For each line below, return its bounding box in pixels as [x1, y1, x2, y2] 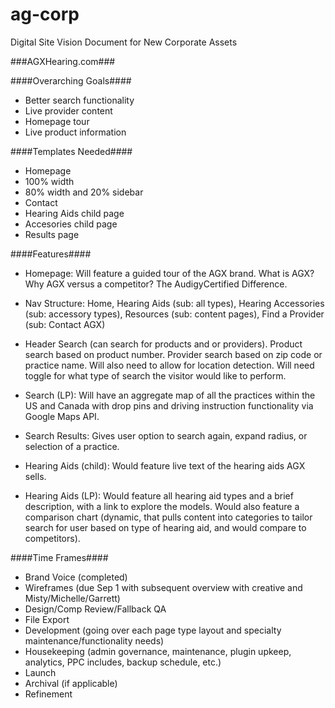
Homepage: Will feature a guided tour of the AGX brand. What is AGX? [24, 267, 315, 279]
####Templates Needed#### [10, 145, 133, 157]
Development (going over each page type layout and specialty [24, 624, 282, 636]
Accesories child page [24, 218, 118, 230]
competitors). [24, 532, 81, 544]
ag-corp [10, 3, 80, 26]
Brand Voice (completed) [24, 571, 128, 583]
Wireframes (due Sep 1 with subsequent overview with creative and [24, 581, 303, 593]
